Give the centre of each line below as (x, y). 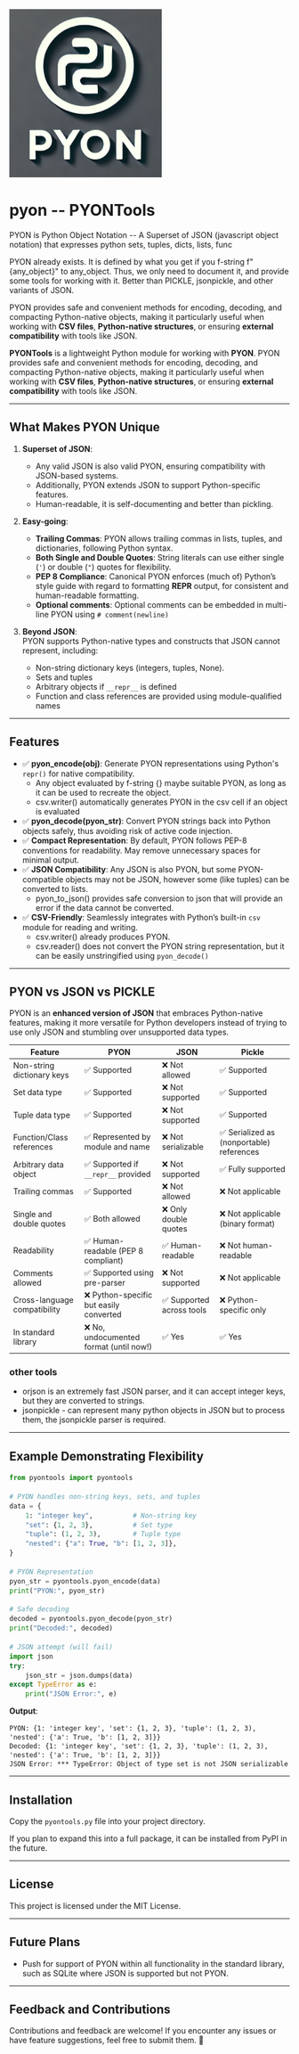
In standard (34, 1332)
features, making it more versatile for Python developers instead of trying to (148, 1023)
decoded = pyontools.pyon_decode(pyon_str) (91, 1619)
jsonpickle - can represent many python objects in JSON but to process (154, 1411)
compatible (43, 879)
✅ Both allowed (112, 1218)
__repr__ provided (117, 1174)
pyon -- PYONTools (82, 211)
